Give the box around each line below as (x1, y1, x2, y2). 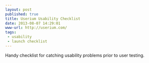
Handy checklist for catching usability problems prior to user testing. (5, 52, 145, 58)
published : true (5, 12, 38, 17)
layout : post (5, 7, 32, 12)
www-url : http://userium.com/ (5, 25, 68, 30)
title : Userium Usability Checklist (5, 16, 80, 21)
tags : (5, 30, 16, 35)
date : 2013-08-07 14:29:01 (5, 21, 61, 26)
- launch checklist (7, 39, 48, 44)
